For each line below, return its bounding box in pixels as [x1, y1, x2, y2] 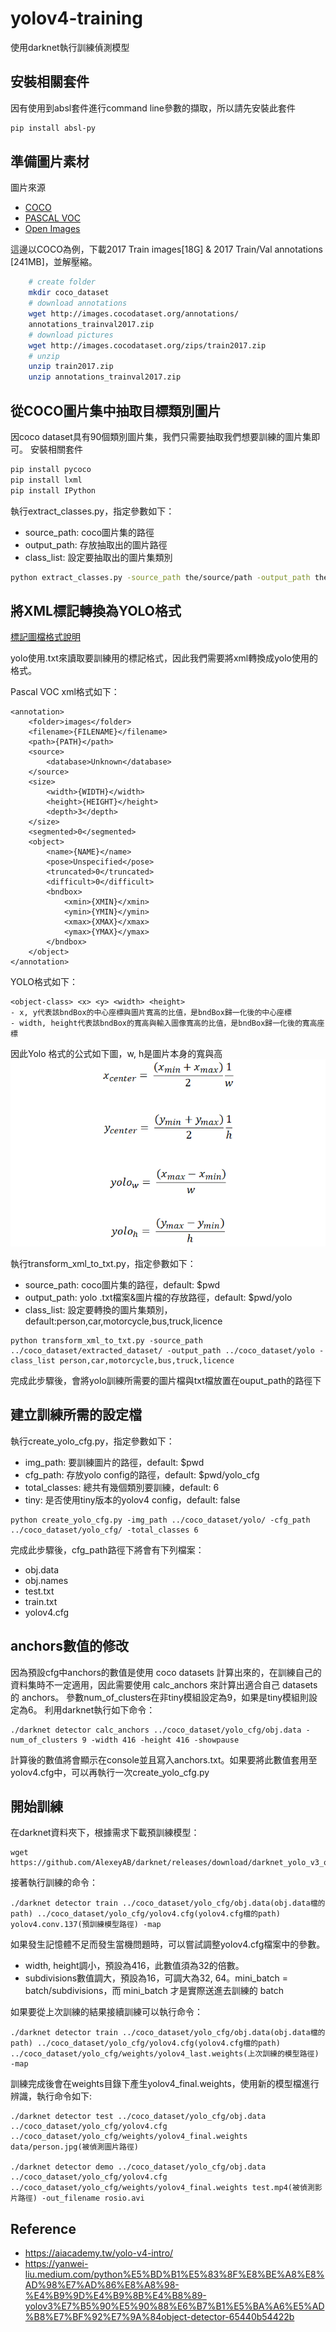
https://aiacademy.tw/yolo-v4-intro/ [24, 2247, 174, 2259]
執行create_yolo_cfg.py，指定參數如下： [10, 1435, 175, 1447]
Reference [10, 2220, 77, 2237]
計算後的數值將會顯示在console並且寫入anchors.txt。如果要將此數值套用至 [10, 1753, 318, 1766]
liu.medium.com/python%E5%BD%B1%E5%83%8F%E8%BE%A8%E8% [24, 2268, 325, 2281]
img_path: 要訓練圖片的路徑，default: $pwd [24, 1456, 205, 1468]
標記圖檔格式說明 [10, 631, 81, 643]
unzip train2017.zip [28, 362, 114, 372]
